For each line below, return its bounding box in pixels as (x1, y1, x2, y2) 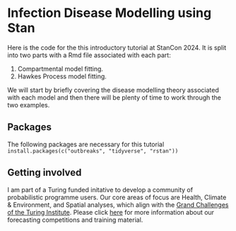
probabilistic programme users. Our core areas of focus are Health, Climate (7, 193, 227, 201)
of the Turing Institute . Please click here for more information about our (7, 208, 214, 216)
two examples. (7, 100, 50, 109)
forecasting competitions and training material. (7, 215, 143, 224)
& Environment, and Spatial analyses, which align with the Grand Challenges (7, 200, 229, 209)
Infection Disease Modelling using (7, 5, 212, 21)
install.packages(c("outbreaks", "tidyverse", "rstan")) (7, 147, 179, 155)
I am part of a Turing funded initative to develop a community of (7, 185, 193, 194)
